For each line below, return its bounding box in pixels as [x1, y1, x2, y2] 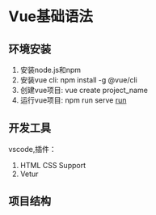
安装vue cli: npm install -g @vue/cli [19, 75, 137, 85]
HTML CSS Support [19, 160, 86, 170]
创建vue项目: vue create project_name [19, 86, 148, 95]
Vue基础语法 [8, 7, 94, 26]
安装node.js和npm [19, 65, 82, 74]
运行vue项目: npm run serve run [19, 95, 127, 105]
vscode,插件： [8, 144, 57, 154]
